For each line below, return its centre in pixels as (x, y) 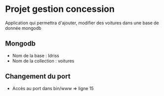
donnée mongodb (23, 28)
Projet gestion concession (60, 9)
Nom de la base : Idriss (36, 55)
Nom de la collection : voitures (43, 61)
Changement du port (38, 76)
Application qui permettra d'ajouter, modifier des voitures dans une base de (82, 23)
